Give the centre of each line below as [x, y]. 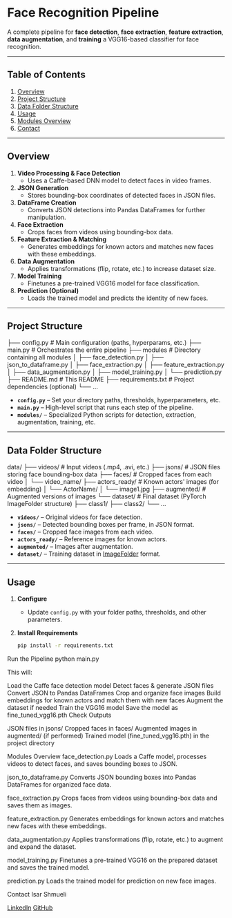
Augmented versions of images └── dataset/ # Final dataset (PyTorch [107, 496]
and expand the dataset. [42, 846]
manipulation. [47, 217]
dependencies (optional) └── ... [53, 387]
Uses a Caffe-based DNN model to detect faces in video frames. [119, 180]
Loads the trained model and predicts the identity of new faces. [118, 298]
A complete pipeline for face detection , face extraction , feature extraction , [115, 32]
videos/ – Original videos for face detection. [80, 517]
